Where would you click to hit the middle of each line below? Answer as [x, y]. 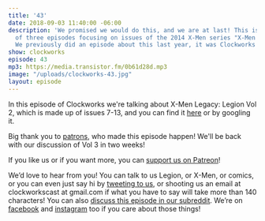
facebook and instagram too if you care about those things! [105, 208]
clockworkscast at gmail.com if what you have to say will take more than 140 [132, 192]
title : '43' [28, 15]
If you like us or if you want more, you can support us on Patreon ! [114, 159]
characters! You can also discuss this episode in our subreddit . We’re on [125, 200]
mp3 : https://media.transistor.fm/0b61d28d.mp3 [88, 67]
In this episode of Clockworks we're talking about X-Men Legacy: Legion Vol [132, 104]
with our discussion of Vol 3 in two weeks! [77, 144]
